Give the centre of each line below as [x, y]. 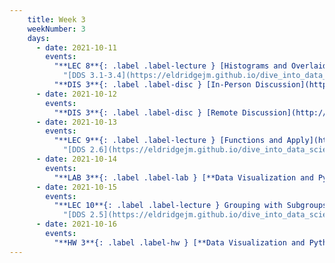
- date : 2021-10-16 [76, 224]
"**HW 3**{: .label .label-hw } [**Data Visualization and [179, 242]
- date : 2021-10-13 [76, 122]
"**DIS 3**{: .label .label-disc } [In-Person [152, 85]
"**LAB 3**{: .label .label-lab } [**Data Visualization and [183, 177]
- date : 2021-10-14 [76, 159]
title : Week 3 [56, 19]
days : [39, 38]
